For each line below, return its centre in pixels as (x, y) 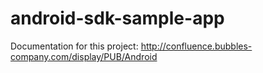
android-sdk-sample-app (117, 18)
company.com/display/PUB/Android (84, 56)
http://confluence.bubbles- (196, 46)
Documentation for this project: (74, 46)
